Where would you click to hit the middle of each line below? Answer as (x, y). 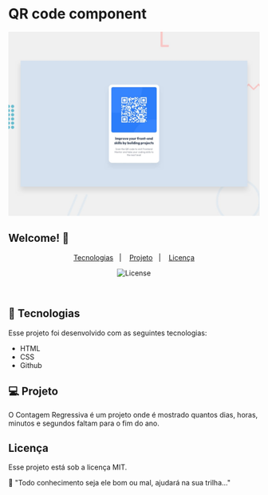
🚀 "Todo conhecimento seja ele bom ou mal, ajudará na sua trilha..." (120, 483)
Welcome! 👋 (39, 238)
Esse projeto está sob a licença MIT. (68, 467)
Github (31, 365)
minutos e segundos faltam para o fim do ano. (84, 423)
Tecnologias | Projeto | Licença (134, 257)
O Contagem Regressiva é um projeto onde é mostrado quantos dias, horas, (133, 414)
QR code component (78, 14)
